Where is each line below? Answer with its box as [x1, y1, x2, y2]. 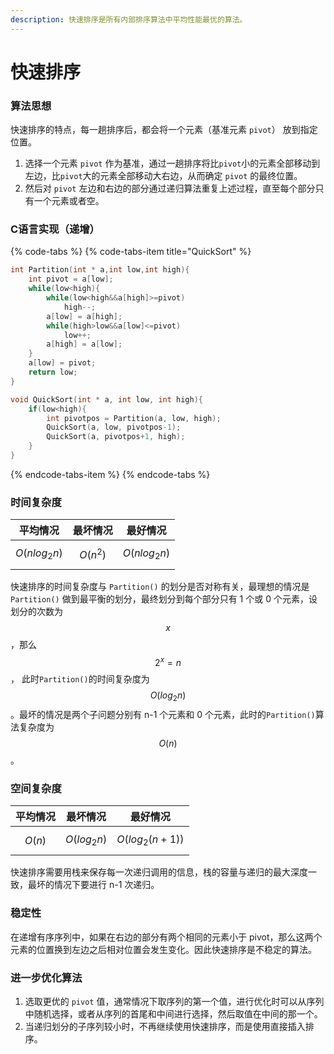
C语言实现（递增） [10, 222, 100, 236]
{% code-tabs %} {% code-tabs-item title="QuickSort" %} [10, 246, 252, 258]
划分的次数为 [10, 605, 63, 617]
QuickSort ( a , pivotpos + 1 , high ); [46, 432, 186, 442]
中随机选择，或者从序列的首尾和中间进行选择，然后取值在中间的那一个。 [24, 1008, 323, 1020]
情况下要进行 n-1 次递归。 [53, 879, 160, 891]
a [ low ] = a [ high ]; [46, 311, 123, 321]
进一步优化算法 [10, 971, 83, 985]
